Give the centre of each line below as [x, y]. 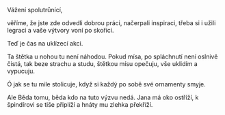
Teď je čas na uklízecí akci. [45, 43]
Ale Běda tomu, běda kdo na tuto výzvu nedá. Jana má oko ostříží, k [103, 97]
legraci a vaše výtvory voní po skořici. [61, 30]
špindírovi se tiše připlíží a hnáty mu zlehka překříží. [80, 104]
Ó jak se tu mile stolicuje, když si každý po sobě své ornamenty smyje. [107, 84]
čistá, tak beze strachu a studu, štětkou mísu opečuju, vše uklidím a [102, 64]
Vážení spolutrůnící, [35, 10]
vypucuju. [21, 71]
